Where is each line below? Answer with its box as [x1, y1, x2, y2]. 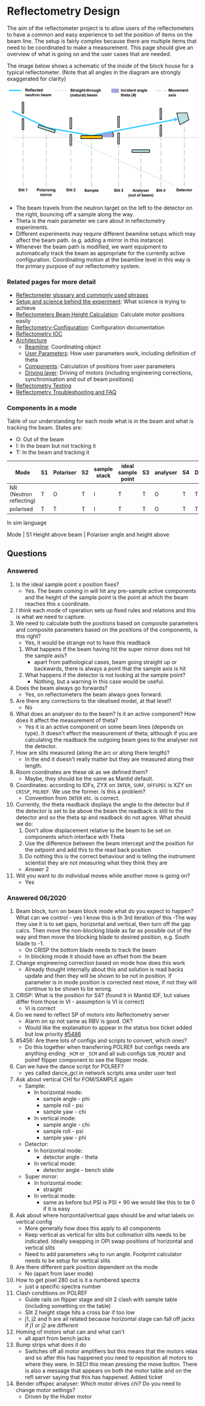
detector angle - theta [43, 1153, 98, 1160]
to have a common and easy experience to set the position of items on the [7, 30, 193, 38]
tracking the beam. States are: [7, 424, 83, 431]
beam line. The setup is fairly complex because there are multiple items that [7, 37, 197, 44]
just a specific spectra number [24, 1282, 102, 1290]
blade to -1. [15, 939, 44, 947]
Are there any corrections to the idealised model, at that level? [15, 697, 172, 704]
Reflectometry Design [7, 4, 120, 18]
